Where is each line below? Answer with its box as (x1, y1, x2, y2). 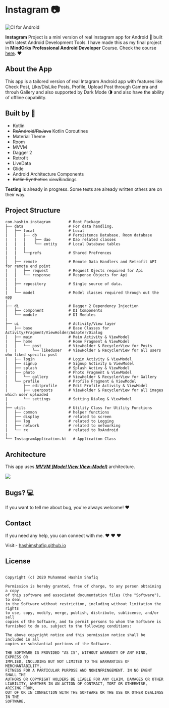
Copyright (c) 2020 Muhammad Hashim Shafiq (5, 575, 98, 580)
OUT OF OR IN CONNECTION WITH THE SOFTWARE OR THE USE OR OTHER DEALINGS (5, 690, 164, 695)
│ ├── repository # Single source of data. (5, 281, 123, 286)
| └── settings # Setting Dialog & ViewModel (5, 397, 132, 402)
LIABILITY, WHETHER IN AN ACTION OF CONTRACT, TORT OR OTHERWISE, (5, 681, 148, 686)
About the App (5, 65, 52, 73)
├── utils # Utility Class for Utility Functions (5, 405, 152, 410)
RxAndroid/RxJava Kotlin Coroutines (12, 128, 88, 134)
